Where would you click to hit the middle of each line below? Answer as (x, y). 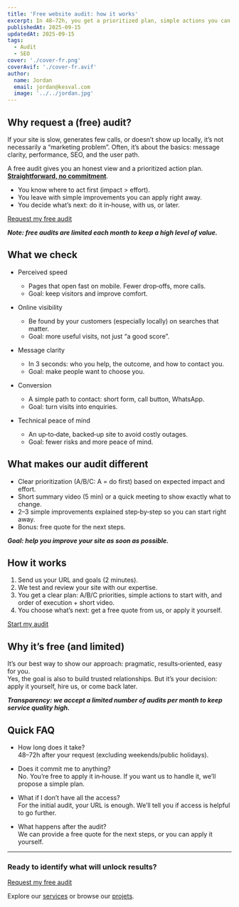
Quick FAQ (31, 730)
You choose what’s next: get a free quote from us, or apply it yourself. (120, 611)
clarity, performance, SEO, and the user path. (74, 155)
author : (19, 73)
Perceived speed (42, 272)
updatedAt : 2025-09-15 (41, 34)
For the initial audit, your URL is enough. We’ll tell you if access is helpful (124, 805)
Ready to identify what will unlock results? (82, 866)
